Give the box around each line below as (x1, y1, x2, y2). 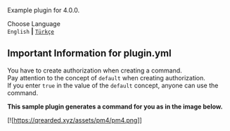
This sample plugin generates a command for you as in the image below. (7, 102, 223, 111)
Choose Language (7, 20, 61, 27)
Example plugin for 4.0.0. (7, 6, 79, 14)
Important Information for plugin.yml (7, 47, 172, 59)
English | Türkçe (7, 27, 55, 35)
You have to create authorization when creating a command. (7, 66, 183, 75)
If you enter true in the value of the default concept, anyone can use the (7, 81, 219, 89)
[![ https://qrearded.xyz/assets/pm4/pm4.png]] (7, 116, 142, 124)
